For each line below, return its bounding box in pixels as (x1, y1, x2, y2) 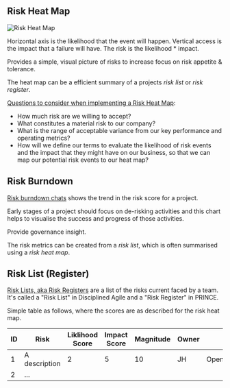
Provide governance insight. (7, 228, 87, 236)
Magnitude (134, 335, 171, 344)
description (24, 359, 61, 369)
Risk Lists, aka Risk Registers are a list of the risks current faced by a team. (7, 286, 219, 294)
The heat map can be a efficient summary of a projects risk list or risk (7, 78, 203, 86)
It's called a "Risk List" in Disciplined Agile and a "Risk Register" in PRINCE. (7, 293, 219, 302)
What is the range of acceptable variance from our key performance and (16, 126, 222, 134)
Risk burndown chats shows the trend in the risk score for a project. (7, 193, 199, 202)
